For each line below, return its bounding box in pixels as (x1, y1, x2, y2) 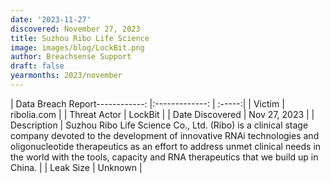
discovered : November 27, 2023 (10, 24, 141, 34)
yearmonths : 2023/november (10, 71, 123, 81)
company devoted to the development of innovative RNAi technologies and (10, 129, 320, 141)
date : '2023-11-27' (10, 14, 92, 25)
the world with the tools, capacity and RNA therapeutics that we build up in (10, 151, 319, 163)
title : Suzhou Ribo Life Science (10, 33, 150, 43)
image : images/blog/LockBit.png (10, 42, 145, 53)
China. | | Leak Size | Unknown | (10, 161, 143, 173)
